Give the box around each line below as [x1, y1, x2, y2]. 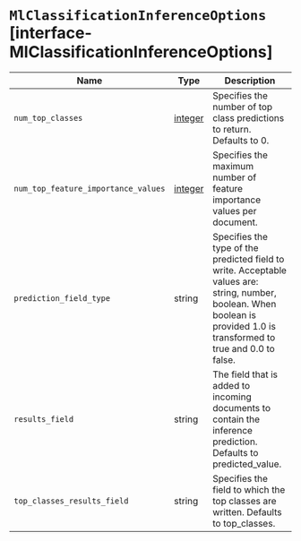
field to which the [211, 483, 286, 495]
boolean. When [211, 297, 277, 310]
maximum [211, 159, 254, 172]
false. [211, 353, 236, 365]
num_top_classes [13, 113, 83, 123]
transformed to [211, 331, 276, 343]
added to [211, 379, 251, 391]
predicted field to [211, 253, 285, 265]
